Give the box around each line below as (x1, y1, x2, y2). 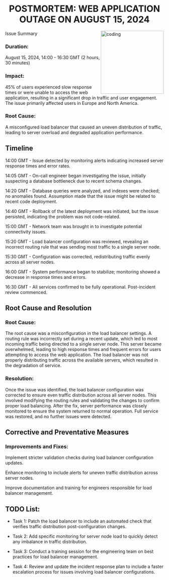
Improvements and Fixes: (5, 443, 69, 450)
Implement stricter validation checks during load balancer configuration (5, 454, 153, 460)
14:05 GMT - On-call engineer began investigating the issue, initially (5, 172, 146, 179)
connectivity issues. (5, 228, 47, 235)
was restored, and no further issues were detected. (5, 413, 112, 419)
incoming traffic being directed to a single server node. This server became (5, 341, 162, 347)
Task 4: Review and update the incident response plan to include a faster (12, 563, 163, 570)
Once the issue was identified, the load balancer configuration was (5, 386, 144, 392)
